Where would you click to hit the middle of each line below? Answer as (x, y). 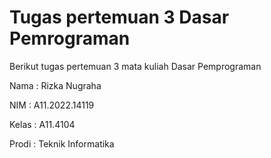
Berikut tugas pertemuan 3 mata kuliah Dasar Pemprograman (135, 66)
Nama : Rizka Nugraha (55, 85)
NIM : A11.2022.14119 (52, 105)
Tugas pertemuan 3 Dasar (119, 17)
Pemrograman (70, 38)
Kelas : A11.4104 (42, 124)
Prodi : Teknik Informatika (62, 143)
